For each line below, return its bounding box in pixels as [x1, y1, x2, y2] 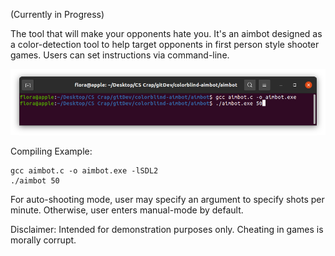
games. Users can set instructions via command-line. [10, 49, 230, 61]
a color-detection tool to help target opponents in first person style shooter [10, 39, 320, 50]
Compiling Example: [10, 145, 93, 157]
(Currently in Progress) [10, 9, 105, 20]
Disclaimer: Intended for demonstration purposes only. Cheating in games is [10, 223, 324, 235]
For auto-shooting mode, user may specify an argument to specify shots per [10, 193, 325, 205]
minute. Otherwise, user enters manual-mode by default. [10, 204, 244, 216]
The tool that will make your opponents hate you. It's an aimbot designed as [10, 28, 323, 39]
